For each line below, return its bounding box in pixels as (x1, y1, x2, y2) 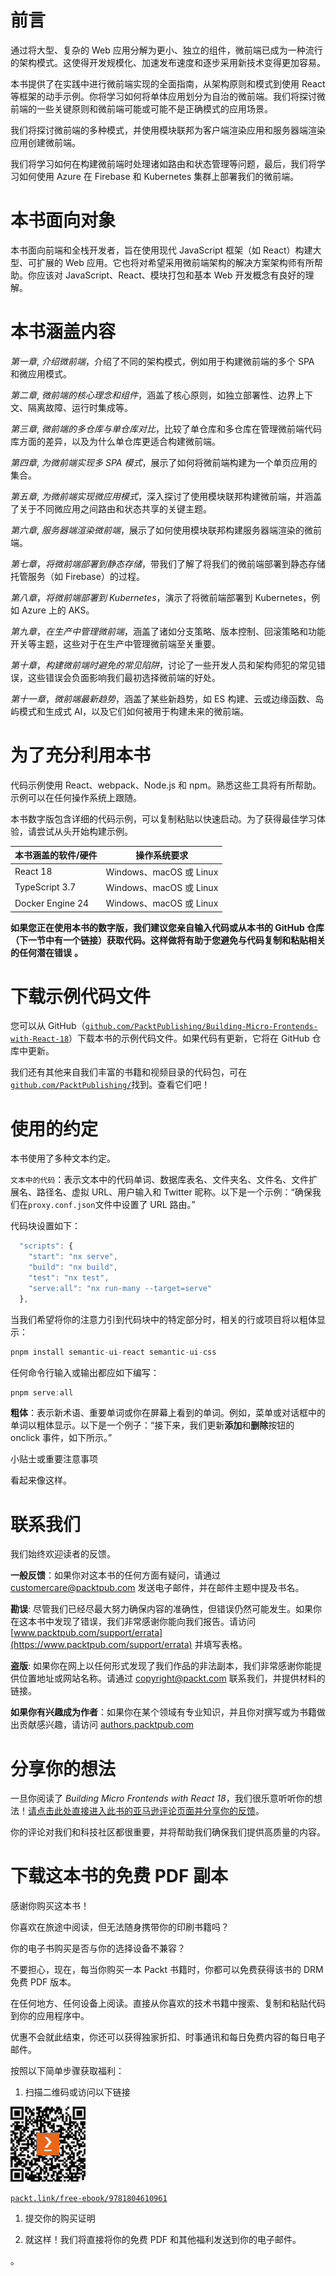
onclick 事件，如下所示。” (10, 1432, 113, 1444)
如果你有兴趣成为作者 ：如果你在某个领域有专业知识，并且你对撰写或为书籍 (10, 1706, 317, 1718)
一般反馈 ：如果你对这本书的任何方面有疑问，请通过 (10, 1569, 221, 1581)
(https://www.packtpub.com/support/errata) (10, 1639, 193, 1651)
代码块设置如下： (10, 1220, 81, 1232)
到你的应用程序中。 (10, 2010, 90, 2022)
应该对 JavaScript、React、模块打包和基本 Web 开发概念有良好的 (36, 269, 306, 281)
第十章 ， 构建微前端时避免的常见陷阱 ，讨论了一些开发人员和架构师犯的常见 (10, 659, 317, 671)
